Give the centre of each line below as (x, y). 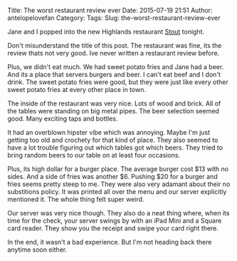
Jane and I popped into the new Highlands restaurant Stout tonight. (106, 32)
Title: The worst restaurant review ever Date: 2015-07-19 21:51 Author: (110, 10)
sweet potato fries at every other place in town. (77, 89)
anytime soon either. (37, 250)
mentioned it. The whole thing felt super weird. (76, 199)
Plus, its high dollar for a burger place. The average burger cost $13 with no (118, 169)
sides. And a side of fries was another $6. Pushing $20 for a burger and (113, 176)
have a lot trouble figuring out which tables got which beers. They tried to (115, 148)
